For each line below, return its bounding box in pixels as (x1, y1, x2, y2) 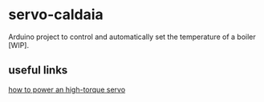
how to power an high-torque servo (8, 84, 126, 94)
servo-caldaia (8, 6, 104, 24)
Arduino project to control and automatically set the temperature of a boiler (8, 32, 257, 41)
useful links (8, 64, 68, 77)
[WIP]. (8, 40, 30, 49)
